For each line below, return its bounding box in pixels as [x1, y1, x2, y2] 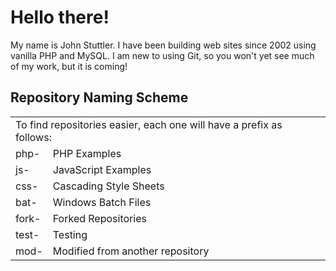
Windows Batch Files [52, 195, 152, 209]
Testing [52, 227, 88, 241]
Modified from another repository [52, 244, 210, 258]
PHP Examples [52, 146, 122, 160]
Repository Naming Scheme [10, 89, 189, 106]
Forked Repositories [52, 211, 147, 225]
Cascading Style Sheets [52, 179, 165, 193]
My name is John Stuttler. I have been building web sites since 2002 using [10, 39, 317, 51]
